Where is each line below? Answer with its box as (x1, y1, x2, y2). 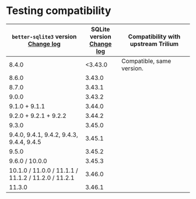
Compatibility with (128, 32, 181, 40)
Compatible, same (121, 57, 171, 65)
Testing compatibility (6, 4, 111, 18)
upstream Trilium (129, 40, 179, 48)
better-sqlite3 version (11, 32, 77, 40)
